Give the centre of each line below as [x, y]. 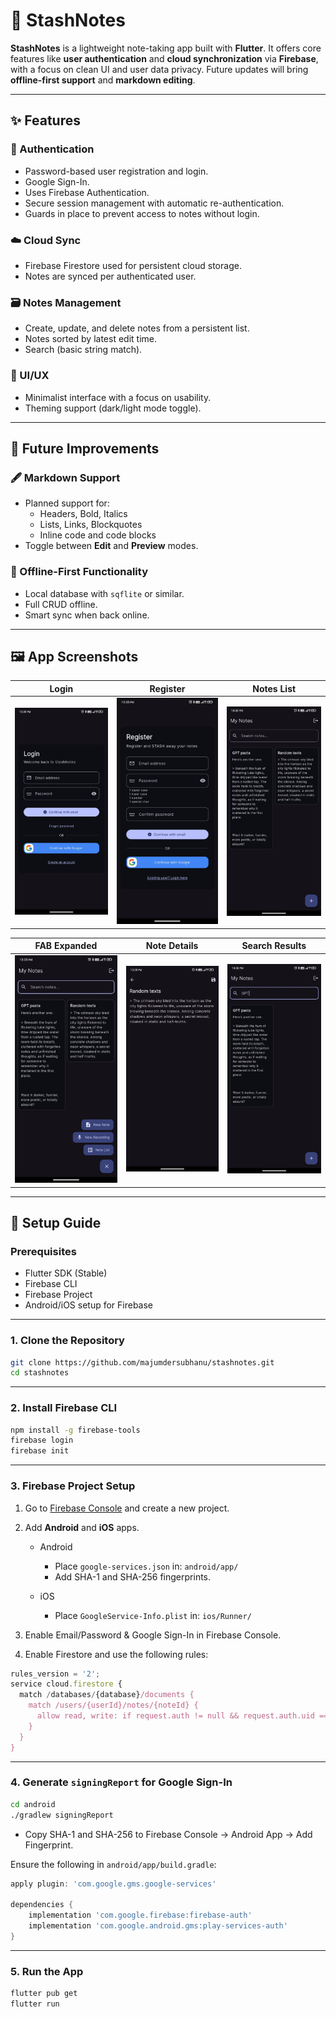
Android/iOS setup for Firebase [89, 1305]
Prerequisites [43, 1251]
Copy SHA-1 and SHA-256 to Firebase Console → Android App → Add [168, 1834]
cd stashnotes [40, 1373]
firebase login [42, 1440]
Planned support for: [67, 503]
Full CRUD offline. [61, 604]
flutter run [35, 2004]
